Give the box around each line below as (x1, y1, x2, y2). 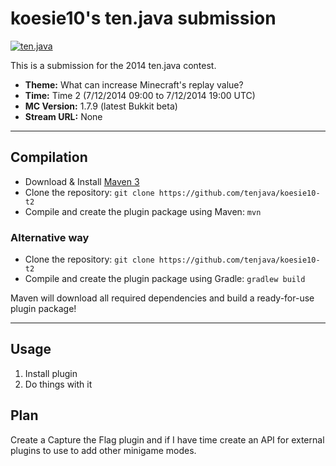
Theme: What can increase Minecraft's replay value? (24, 78, 244, 91)
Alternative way (10, 230, 90, 244)
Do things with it (24, 378, 93, 390)
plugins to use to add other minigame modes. (10, 444, 197, 456)
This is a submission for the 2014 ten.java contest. (10, 59, 217, 71)
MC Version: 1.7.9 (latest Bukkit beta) (24, 100, 178, 112)
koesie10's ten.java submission (10, 7, 277, 30)
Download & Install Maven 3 (24, 175, 140, 187)
